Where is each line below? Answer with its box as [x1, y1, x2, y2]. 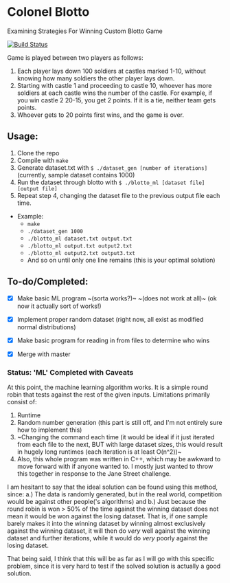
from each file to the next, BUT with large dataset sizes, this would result [16, 441, 223, 449]
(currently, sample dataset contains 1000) [16, 170, 135, 179]
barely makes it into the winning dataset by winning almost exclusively [7, 520, 206, 528]
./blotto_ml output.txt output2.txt [27, 242, 133, 250]
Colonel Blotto [7, 4, 90, 20]
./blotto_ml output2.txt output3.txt [27, 250, 136, 256]
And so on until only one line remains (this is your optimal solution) [27, 256, 216, 264]
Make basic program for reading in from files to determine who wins [16, 336, 210, 344]
